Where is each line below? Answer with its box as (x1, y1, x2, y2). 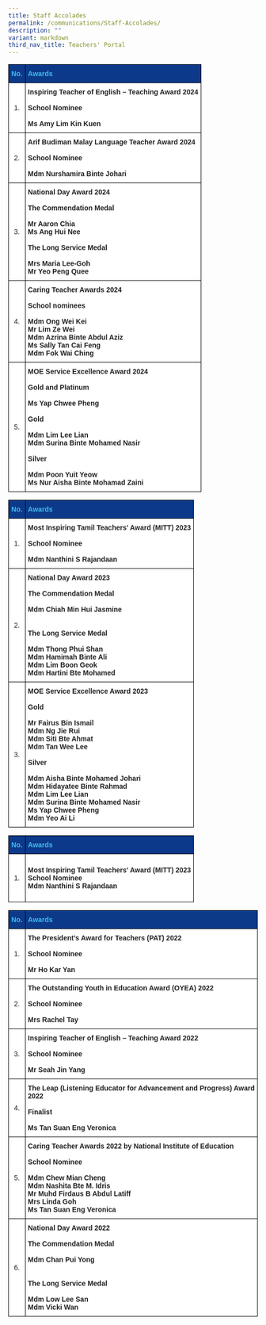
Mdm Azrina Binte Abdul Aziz (27, 333, 123, 342)
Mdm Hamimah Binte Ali (27, 653, 108, 662)
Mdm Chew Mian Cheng (27, 1174, 106, 1182)
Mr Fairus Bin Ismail (27, 718, 94, 728)
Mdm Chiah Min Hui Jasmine (27, 605, 123, 615)
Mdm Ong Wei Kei (27, 317, 87, 326)
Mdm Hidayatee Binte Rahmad (27, 782, 128, 791)
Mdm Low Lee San (27, 1295, 89, 1304)
